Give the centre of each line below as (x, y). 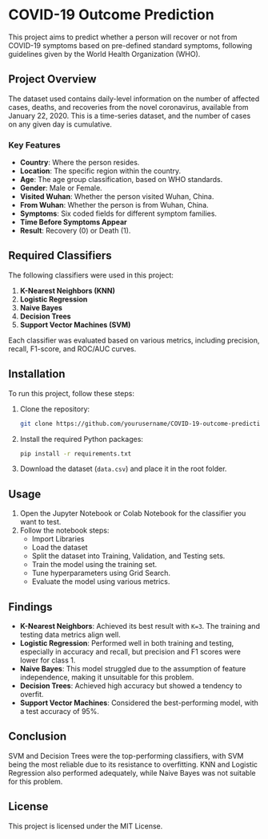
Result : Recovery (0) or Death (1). (75, 231)
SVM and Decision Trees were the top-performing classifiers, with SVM (126, 756)
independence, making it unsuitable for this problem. (107, 677)
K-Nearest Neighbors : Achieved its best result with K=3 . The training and (140, 626)
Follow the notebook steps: (64, 530)
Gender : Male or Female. (61, 188)
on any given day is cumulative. (60, 124)
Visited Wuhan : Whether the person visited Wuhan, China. (117, 197)
